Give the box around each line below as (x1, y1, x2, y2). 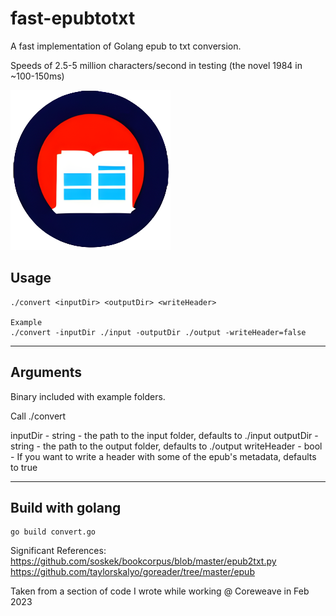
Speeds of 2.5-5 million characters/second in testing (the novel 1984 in (10, 59, 303, 71)
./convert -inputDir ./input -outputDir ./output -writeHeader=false (10, 327, 307, 337)
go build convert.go (10, 527, 97, 537)
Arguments (10, 364, 83, 381)
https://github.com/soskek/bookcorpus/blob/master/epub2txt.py (10, 555, 277, 567)
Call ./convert (10, 410, 67, 422)
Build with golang (10, 499, 122, 516)
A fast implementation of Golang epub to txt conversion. (10, 40, 242, 52)
